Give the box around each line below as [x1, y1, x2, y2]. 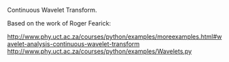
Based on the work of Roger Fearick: [7, 19, 112, 27]
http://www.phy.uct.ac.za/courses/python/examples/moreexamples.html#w [7, 32, 222, 41]
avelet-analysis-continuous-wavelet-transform [7, 40, 140, 48]
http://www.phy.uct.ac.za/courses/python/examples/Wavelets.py [7, 48, 192, 55]
